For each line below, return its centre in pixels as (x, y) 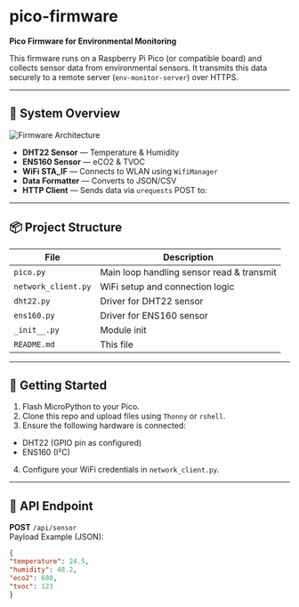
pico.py (30, 272)
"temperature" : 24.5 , (49, 562)
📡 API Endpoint (51, 506)
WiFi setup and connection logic (167, 287)
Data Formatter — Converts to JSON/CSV (99, 181)
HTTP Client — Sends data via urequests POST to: (114, 190)
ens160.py (34, 315)
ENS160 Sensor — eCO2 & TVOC (83, 161)
